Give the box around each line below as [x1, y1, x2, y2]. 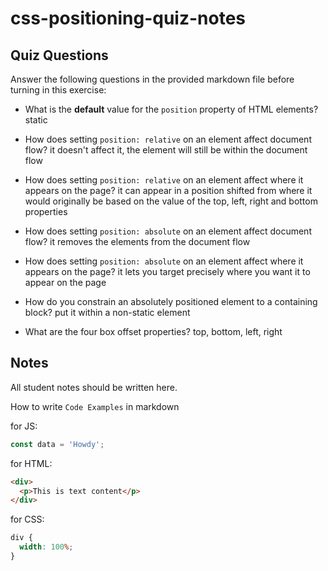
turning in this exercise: [10, 84, 107, 96]
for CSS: [10, 513, 45, 526]
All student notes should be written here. [10, 381, 178, 393]
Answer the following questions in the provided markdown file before [10, 73, 295, 85]
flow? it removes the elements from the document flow [24, 236, 251, 247]
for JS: [10, 420, 38, 432]
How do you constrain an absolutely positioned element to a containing [24, 296, 318, 307]
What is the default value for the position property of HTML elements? [24, 103, 319, 115]
